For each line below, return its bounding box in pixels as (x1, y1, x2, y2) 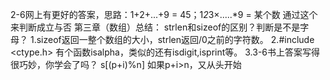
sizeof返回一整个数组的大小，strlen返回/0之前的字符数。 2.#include (36, 34, 315, 45)
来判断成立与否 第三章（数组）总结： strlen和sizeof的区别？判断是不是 (10, 21, 301, 33)
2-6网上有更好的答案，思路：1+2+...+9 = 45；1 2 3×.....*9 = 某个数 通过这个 (10, 9, 318, 20)
